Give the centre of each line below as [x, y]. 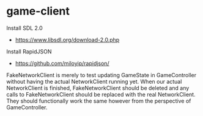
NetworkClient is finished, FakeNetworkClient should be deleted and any [98, 88]
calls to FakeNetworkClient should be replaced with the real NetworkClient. [101, 94]
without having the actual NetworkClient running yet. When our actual [94, 81]
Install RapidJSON [29, 51]
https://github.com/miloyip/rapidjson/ [62, 63]
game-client [38, 11]
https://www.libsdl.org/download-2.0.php [67, 39]
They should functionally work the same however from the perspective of [99, 101]
